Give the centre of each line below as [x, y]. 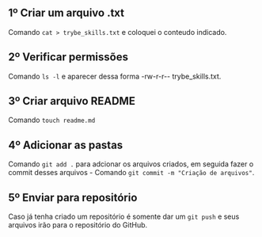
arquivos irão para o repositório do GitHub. [78, 225]
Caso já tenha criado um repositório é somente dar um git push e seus [124, 216]
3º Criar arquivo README [72, 101]
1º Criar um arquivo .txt [66, 13]
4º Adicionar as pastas [66, 145]
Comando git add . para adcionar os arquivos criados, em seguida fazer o [131, 164]
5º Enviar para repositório [73, 197]
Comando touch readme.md [52, 120]
